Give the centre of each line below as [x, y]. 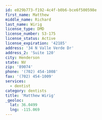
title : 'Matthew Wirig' [31, 95]
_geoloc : [15, 100]
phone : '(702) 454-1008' [32, 72]
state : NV [16, 62]
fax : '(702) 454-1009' [29, 77]
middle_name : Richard [28, 19]
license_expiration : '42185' [36, 43]
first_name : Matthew [27, 15]
